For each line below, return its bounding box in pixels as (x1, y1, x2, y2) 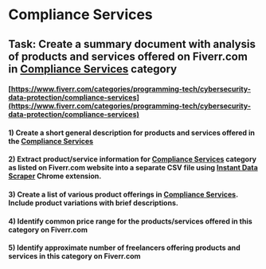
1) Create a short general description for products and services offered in (8, 127, 255, 137)
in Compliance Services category (8, 62, 178, 76)
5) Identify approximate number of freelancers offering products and (8, 243, 241, 252)
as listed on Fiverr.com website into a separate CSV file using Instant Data (8, 163, 259, 173)
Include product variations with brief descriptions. (8, 197, 179, 208)
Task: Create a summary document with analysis (8, 37, 256, 51)
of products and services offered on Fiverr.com (8, 49, 248, 63)
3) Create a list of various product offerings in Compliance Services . (8, 189, 239, 199)
